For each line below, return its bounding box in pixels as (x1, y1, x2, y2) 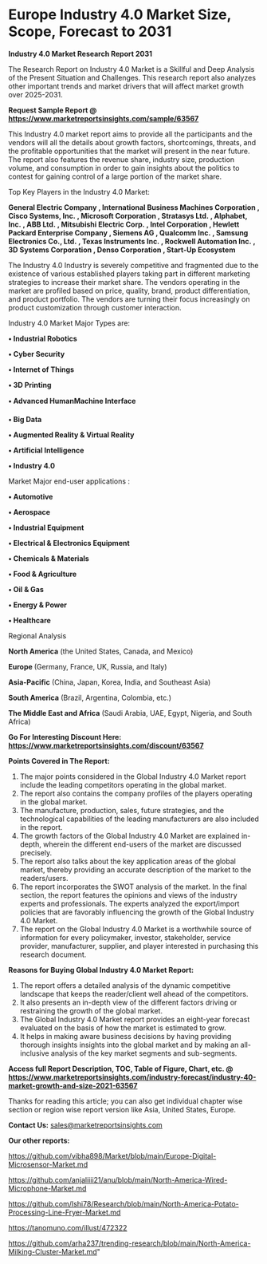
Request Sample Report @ (8, 105, 97, 115)
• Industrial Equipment (8, 523, 84, 532)
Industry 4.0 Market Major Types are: (8, 318, 130, 328)
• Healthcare (8, 615, 52, 625)
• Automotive (8, 492, 53, 501)
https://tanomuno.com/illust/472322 (8, 1223, 128, 1232)
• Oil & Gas (8, 584, 44, 594)
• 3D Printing (8, 380, 52, 389)
